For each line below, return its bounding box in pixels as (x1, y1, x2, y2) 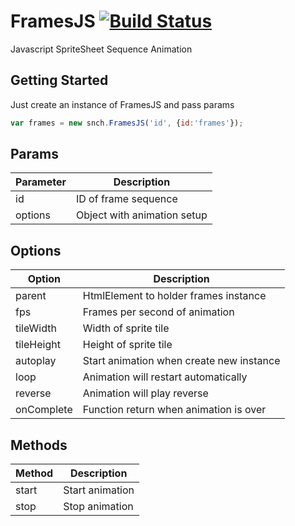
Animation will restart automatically (82, 370, 248, 384)
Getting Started (10, 72, 109, 89)
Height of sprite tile (82, 338, 173, 352)
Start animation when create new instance (82, 354, 281, 368)
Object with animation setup (75, 208, 208, 222)
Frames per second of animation (82, 305, 235, 319)
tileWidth (15, 321, 57, 335)
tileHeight (15, 338, 61, 352)
